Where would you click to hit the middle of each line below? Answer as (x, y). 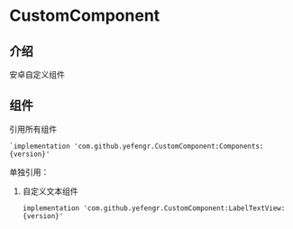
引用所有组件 (33, 129)
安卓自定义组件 (37, 74)
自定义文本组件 (50, 191)
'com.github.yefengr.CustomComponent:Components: (169, 146)
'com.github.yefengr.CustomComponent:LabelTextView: (184, 208)
